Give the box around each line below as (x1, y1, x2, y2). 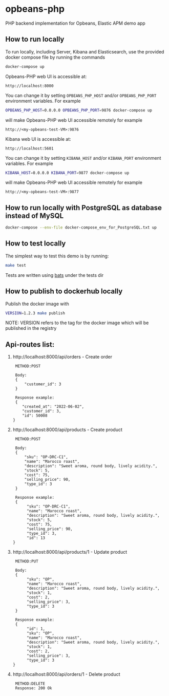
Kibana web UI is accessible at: (5, 136, 72, 142)
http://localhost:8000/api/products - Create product (12, 427, 123, 433)
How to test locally (5, 239, 66, 248)
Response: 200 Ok (15, 686, 52, 691)
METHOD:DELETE (15, 681, 46, 686)
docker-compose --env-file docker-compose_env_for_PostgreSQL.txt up (5, 225, 157, 230)
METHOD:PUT (15, 559, 38, 564)
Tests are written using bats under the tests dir (5, 272, 104, 278)
